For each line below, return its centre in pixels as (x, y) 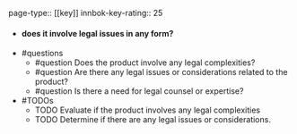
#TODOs (38, 101)
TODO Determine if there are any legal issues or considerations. (153, 120)
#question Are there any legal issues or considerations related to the (161, 72)
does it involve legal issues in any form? (97, 33)
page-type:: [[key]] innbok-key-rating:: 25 (86, 13)
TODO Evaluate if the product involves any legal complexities (148, 110)
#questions (42, 54)
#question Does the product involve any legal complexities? (145, 63)
